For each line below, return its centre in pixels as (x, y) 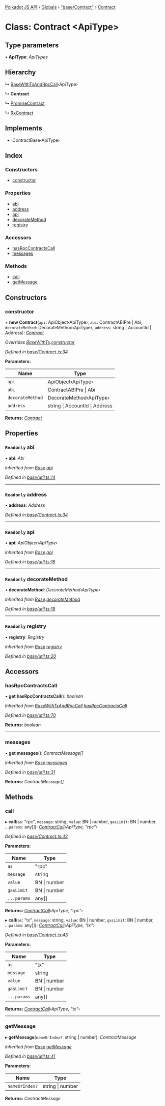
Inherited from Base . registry (34, 646)
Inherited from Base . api (29, 553)
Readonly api (20, 532)
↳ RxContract (19, 113)
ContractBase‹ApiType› (36, 140)
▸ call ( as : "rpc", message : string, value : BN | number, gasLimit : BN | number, (81, 822)
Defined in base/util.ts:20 (31, 656)
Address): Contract (25, 333)
